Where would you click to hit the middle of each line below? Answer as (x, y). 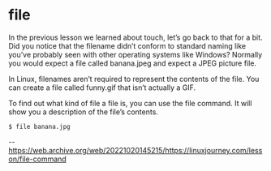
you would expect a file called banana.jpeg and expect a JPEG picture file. (133, 63)
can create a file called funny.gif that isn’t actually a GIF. (102, 88)
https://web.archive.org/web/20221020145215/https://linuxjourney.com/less (135, 150)
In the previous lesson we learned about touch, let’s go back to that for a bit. (135, 37)
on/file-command (37, 159)
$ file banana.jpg (39, 126)
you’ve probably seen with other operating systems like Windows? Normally (135, 54)
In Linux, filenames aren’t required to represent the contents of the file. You (134, 79)
